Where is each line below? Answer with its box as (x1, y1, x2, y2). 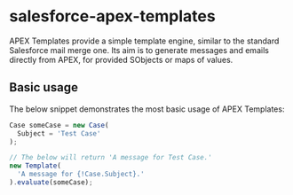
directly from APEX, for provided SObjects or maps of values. (9, 54, 234, 65)
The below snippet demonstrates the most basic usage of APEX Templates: (9, 104, 285, 114)
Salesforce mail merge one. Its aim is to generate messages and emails (9, 44, 269, 55)
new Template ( (9, 161, 62, 170)
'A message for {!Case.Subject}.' (17, 170, 145, 179)
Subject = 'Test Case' (17, 129, 101, 138)
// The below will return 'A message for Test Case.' (9, 153, 213, 162)
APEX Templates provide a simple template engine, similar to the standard (9, 35, 280, 46)
